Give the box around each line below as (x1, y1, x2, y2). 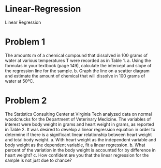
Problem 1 (5, 36, 45, 47)
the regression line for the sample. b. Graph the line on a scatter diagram (5, 68, 150, 74)
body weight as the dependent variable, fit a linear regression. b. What (5, 142, 146, 148)
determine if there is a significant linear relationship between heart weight (5, 132, 152, 137)
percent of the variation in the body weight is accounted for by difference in (5, 147, 156, 153)
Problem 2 (5, 95, 47, 106)
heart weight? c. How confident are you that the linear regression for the (5, 152, 149, 158)
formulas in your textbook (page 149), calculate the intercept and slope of (5, 62, 152, 68)
